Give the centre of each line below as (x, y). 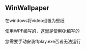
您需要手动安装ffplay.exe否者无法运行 (43, 41)
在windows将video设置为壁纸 (35, 20)
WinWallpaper (27, 8)
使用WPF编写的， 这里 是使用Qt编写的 (43, 31)
